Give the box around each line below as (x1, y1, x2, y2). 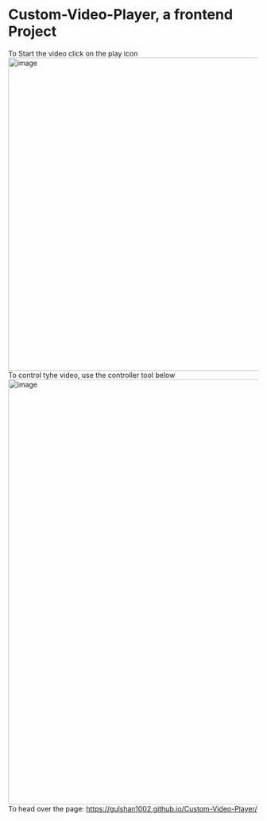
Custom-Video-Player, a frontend (8, 6, 233, 24)
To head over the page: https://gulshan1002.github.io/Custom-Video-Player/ (8, 804, 257, 813)
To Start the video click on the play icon (8, 48, 138, 58)
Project (8, 22, 57, 40)
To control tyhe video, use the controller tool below (8, 370, 176, 380)
